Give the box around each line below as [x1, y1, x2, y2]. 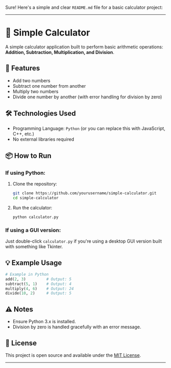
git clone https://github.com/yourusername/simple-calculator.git [12, 191, 157, 196]
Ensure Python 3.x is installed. [12, 319, 76, 325]
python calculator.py [12, 215, 59, 220]
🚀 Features [5, 64, 40, 73]
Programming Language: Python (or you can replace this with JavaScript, [12, 125, 165, 132]
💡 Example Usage [5, 258, 62, 267]
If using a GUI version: [5, 226, 61, 233]
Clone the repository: [12, 181, 58, 187]
